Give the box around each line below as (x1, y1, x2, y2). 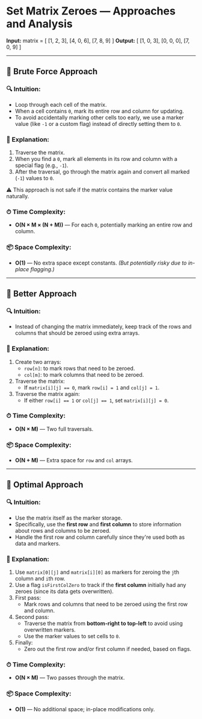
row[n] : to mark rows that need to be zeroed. (23, 365, 135, 372)
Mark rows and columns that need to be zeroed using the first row (23, 601, 188, 608)
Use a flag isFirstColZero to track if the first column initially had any (14, 582, 186, 589)
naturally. (6, 192, 29, 199)
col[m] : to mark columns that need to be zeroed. (23, 371, 144, 378)
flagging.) (30, 265, 55, 272)
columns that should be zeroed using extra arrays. (14, 330, 140, 337)
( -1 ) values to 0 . (14, 174, 55, 181)
